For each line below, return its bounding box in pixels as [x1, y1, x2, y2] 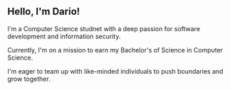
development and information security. [7, 32, 121, 40]
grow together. [7, 74, 51, 83]
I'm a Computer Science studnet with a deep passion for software [7, 24, 201, 33]
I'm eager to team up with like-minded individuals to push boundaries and [7, 67, 224, 75]
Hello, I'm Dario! [7, 6, 80, 18]
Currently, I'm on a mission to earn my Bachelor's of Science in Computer [7, 45, 223, 54]
